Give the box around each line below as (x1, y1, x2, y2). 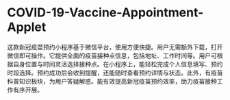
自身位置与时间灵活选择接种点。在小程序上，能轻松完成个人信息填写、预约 (12, 60, 223, 68)
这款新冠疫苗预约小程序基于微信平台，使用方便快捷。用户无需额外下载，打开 (7, 42, 223, 51)
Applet (7, 19, 47, 35)
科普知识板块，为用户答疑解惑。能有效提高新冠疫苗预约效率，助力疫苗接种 (7, 77, 217, 85)
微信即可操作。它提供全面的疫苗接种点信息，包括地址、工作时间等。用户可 (7, 51, 217, 60)
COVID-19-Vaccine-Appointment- (7, 5, 204, 21)
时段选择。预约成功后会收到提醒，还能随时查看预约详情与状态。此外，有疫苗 (7, 68, 223, 77)
